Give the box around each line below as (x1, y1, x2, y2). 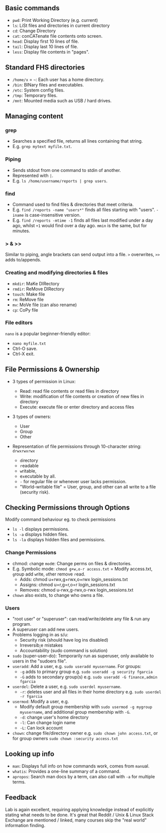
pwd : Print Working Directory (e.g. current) (12, 17, 98, 23)
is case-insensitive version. (24, 212, 81, 218)
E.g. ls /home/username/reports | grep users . (12, 177, 108, 183)
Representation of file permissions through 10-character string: (12, 443, 142, 449)
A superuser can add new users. (12, 626, 80, 633)
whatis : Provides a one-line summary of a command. (12, 768, 121, 774)
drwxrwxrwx (12, 448, 35, 454)
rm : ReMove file (12, 296, 44, 302)
